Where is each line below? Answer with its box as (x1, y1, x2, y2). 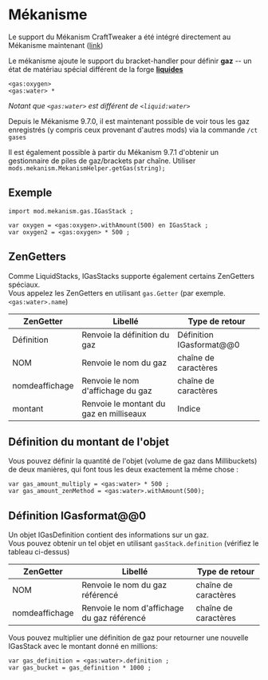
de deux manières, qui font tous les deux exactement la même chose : (8, 465, 239, 475)
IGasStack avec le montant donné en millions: (8, 642, 158, 651)
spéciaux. (8, 280, 41, 289)
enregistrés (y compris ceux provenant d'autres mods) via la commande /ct (8, 125, 258, 134)
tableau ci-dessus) (8, 547, 70, 557)
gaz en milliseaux (81, 408, 147, 419)
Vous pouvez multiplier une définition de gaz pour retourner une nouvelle (8, 633, 249, 642)
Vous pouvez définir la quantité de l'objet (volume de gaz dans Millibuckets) (8, 456, 258, 466)
